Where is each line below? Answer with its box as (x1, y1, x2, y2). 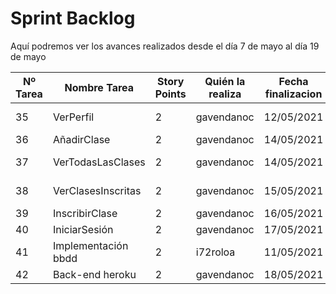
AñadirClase (52, 132, 111, 146)
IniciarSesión (52, 222, 114, 236)
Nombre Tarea (64, 80, 135, 94)
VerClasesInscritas (52, 183, 142, 197)
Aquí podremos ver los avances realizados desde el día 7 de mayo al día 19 (10, 40, 320, 52)
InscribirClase (52, 206, 118, 220)
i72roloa (195, 245, 236, 259)
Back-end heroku (52, 267, 137, 281)
